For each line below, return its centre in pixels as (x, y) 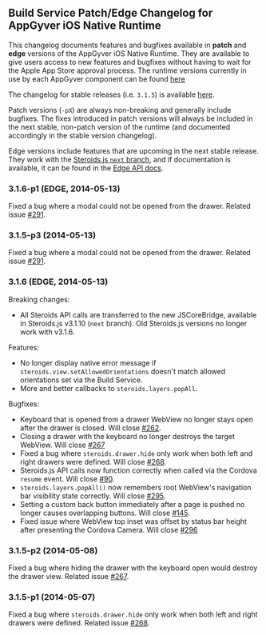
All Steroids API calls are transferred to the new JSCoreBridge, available (138, 314)
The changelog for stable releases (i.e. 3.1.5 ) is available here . (111, 94)
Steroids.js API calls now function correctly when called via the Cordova (138, 470)
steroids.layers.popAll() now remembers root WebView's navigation (135, 487)
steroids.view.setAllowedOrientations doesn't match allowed (123, 371)
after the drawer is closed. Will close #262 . (90, 428)
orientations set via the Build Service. (81, 380)
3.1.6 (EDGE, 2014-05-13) (58, 282)
